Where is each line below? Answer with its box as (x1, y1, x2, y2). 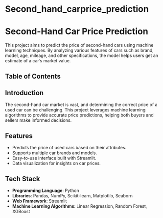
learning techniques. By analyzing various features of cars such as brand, (5, 48, 154, 54)
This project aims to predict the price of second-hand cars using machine (5, 42, 154, 48)
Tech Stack (5, 174, 40, 183)
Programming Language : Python (12, 188, 79, 193)
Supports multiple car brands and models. (12, 150, 97, 156)
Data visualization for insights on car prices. (12, 161, 101, 166)
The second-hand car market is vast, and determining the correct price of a (5, 102, 158, 108)
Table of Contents (5, 72, 61, 81)
